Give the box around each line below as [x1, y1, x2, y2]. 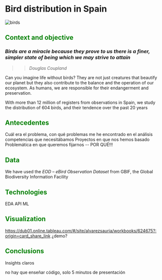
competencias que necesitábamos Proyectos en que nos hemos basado [5, 137, 150, 143]
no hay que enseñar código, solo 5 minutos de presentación [5, 269, 126, 275]
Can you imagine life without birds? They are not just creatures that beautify [5, 74, 157, 81]
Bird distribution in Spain [5, 3, 107, 15]
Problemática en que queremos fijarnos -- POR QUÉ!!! [5, 142, 113, 148]
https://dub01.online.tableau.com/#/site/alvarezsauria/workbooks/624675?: [5, 228, 157, 233]
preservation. [5, 90, 32, 96]
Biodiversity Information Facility [5, 174, 69, 180]
